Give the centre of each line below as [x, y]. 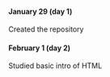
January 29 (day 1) [40, 11]
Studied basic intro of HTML [55, 66]
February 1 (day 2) [40, 48]
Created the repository [46, 29]
